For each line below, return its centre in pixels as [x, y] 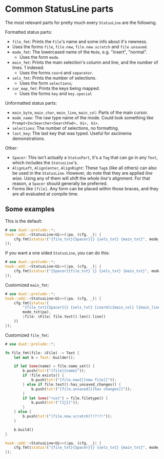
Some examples [30, 209]
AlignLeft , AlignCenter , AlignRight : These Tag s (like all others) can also [84, 168]
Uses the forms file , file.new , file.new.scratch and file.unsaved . [80, 46]
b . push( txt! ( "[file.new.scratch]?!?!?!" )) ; [67, 416]
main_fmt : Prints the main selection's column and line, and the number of [85, 62]
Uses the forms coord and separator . [56, 72]
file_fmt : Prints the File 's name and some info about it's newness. [80, 41]
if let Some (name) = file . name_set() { [54, 366]
